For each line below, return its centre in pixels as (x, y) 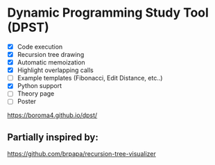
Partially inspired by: (53, 137)
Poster (27, 101)
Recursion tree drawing (51, 54)
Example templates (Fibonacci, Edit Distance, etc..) (90, 78)
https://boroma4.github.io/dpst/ (52, 115)
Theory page (36, 94)
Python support (40, 86)
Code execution (40, 46)
